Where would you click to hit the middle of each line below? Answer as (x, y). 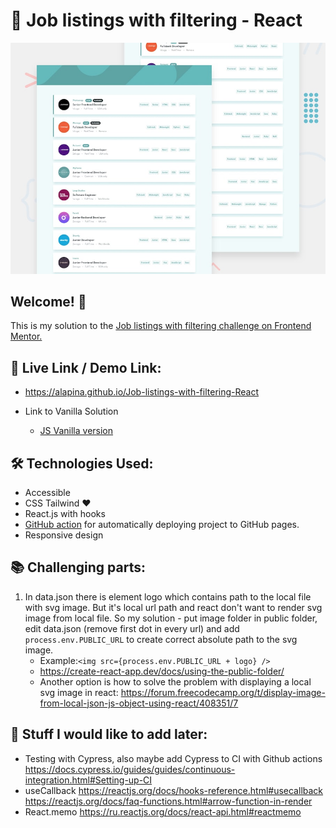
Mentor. (26, 336)
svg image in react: (79, 692)
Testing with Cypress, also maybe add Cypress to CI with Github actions (173, 758)
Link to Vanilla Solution (71, 411)
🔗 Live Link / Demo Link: (86, 367)
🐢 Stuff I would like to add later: (109, 734)
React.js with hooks (65, 513)
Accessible (47, 492)
